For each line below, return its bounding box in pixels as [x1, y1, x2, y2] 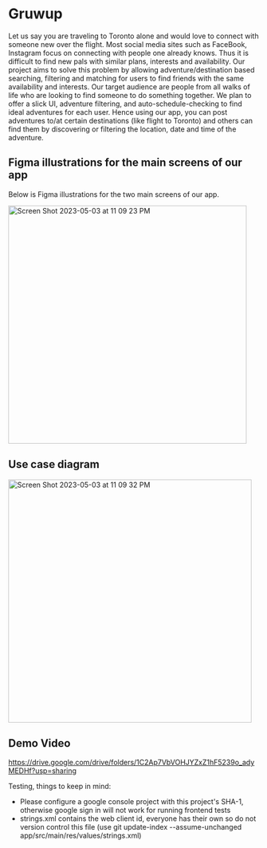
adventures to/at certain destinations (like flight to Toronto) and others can [8, 116, 253, 125]
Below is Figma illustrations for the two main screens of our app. [8, 189, 219, 199]
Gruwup [8, 5, 63, 23]
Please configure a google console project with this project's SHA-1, [19, 797, 244, 807]
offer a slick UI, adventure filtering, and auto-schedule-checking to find [8, 99, 243, 108]
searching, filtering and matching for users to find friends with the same [8, 73, 245, 83]
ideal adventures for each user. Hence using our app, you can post [8, 107, 228, 116]
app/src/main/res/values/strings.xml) [19, 830, 142, 841]
